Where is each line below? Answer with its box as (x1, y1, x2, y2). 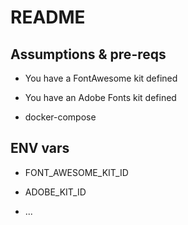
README (10, 6, 86, 29)
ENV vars (10, 140, 70, 157)
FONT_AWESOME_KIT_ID (24, 166, 129, 178)
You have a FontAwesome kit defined (24, 72, 178, 84)
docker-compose (24, 111, 97, 123)
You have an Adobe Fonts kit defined (24, 92, 177, 103)
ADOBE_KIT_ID (24, 186, 87, 198)
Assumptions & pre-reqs (10, 46, 167, 63)
